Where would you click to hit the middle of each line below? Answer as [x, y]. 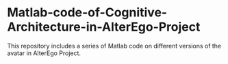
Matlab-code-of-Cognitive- [87, 13]
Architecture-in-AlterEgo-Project [104, 27]
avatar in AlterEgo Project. [44, 53]
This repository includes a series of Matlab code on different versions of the [114, 46]
